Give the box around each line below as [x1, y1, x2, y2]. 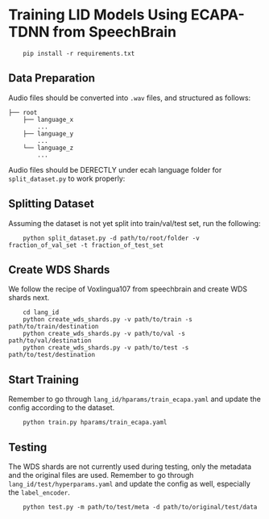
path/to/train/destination [8, 323, 99, 331]
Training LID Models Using [8, 6, 188, 24]
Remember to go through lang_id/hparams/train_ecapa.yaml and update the [8, 394, 262, 404]
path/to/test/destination [8, 351, 95, 359]
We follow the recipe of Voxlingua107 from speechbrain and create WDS [8, 284, 248, 294]
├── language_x [23, 115, 74, 123]
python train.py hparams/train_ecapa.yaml [23, 418, 168, 427]
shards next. [8, 293, 50, 303]
